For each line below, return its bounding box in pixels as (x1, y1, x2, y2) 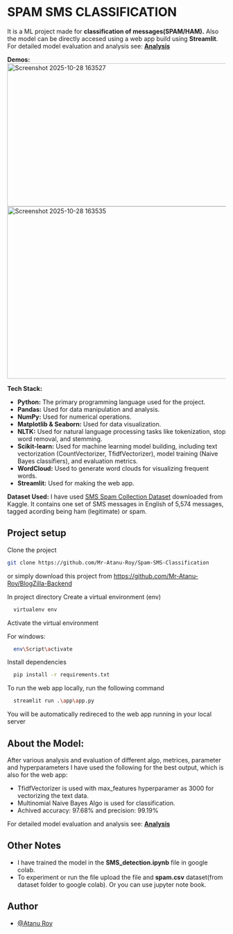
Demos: (7, 55, 31, 63)
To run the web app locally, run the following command (7, 684, 164, 692)
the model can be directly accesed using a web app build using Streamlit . (7, 34, 218, 42)
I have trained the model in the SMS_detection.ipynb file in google (17, 858, 208, 867)
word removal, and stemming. (17, 435, 103, 443)
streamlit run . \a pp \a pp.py (13, 697, 95, 705)
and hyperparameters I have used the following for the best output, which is (7, 763, 224, 772)
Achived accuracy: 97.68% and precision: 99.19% (17, 806, 159, 815)
